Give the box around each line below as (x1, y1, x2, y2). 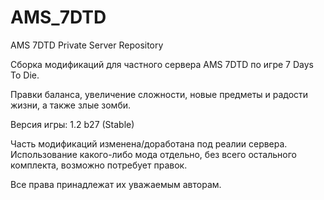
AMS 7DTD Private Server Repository (10, 39, 164, 51)
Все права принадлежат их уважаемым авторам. (10, 178, 222, 190)
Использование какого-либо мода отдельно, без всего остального (10, 148, 297, 160)
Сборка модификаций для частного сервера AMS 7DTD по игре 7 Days (10, 58, 314, 70)
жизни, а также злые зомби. (10, 99, 132, 111)
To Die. (10, 69, 40, 81)
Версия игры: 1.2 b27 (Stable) (10, 118, 135, 130)
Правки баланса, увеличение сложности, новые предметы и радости (10, 88, 309, 100)
